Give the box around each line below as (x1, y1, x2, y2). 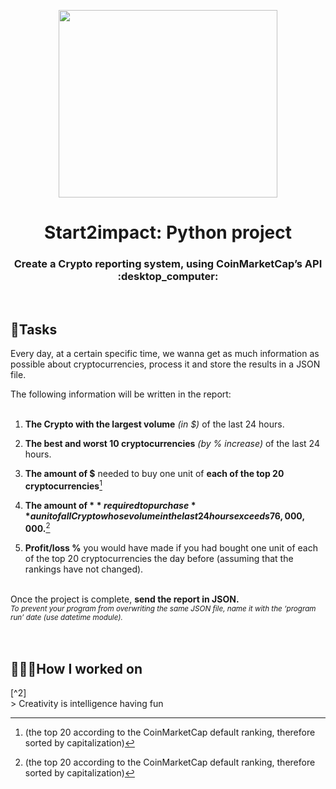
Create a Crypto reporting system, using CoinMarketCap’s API (13, 257, 323, 271)
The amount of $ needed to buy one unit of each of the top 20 (24, 468, 285, 480)
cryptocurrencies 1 (24, 478, 103, 492)
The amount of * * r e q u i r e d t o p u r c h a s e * (24, 499, 197, 511)
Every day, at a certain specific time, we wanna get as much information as (10, 348, 320, 360)
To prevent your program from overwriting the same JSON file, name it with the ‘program (10, 603, 317, 614)
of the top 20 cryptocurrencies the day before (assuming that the (24, 552, 294, 564)
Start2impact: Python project (44, 221, 292, 244)
